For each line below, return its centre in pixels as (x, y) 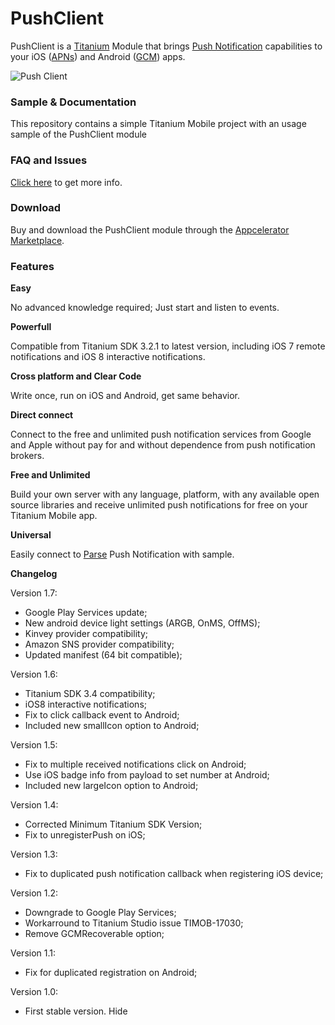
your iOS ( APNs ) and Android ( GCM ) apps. (98, 56)
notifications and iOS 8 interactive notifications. (108, 357)
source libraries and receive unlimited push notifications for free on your (159, 505)
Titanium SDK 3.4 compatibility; (90, 694)
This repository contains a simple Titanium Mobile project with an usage (158, 124)
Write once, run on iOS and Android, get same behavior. (125, 396)
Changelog (34, 574)
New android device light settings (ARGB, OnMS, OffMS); (142, 623)
